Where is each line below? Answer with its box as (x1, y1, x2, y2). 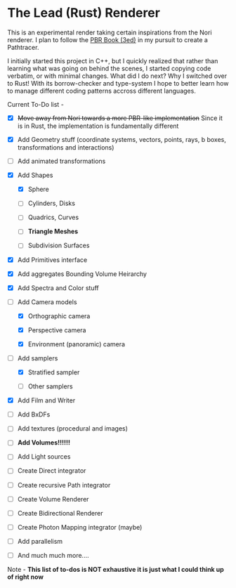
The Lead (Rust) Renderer (7, 5, 160, 21)
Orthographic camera (27, 311, 91, 320)
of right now (7, 573, 44, 581)
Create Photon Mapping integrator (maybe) (17, 523, 143, 531)
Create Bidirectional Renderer (17, 509, 103, 517)
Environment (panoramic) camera (27, 339, 125, 348)
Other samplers (27, 382, 73, 391)
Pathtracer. (7, 43, 39, 51)
